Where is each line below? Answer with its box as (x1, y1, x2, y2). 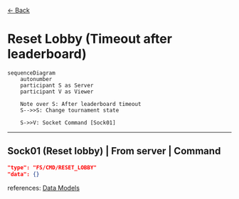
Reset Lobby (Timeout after (7, 31, 173, 47)
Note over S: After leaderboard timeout (20, 100, 142, 107)
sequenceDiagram (7, 69, 55, 77)
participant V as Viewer (20, 88, 94, 95)
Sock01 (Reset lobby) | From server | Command (7, 145, 221, 157)
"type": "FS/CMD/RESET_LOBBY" (7, 163, 97, 171)
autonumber (20, 75, 53, 82)
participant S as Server (20, 82, 94, 89)
